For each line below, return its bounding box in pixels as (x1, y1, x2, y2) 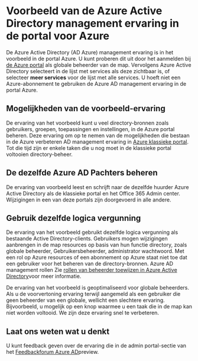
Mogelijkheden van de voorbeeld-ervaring (6, 103, 165, 113)
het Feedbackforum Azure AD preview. (6, 349, 99, 356)
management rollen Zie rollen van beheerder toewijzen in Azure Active (6, 266, 177, 274)
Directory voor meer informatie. (6, 273, 82, 280)
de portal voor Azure (6, 30, 110, 43)
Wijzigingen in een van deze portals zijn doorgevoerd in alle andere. (6, 196, 171, 203)
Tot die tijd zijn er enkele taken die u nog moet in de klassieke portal (6, 144, 171, 151)
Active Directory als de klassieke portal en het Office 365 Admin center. (6, 190, 180, 197)
